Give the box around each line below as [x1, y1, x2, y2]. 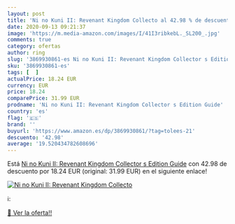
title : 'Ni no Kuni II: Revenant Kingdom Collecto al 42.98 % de [7, 17, 201, 24]
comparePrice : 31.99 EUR [7, 95, 80, 102]
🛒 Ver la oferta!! [7, 209, 52, 217]
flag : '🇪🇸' [7, 114, 42, 121]
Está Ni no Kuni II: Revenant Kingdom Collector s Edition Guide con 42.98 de [7, 160, 227, 168]
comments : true [7, 36, 52, 43]
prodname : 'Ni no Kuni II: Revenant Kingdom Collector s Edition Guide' [7, 101, 224, 108]
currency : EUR [7, 82, 49, 89]
